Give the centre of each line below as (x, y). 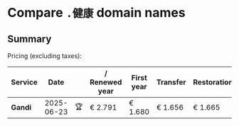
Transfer (171, 82)
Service (24, 82)
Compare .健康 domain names (97, 13)
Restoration (213, 82)
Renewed (106, 82)
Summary (30, 39)
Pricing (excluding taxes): (45, 56)
